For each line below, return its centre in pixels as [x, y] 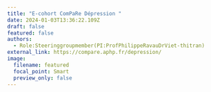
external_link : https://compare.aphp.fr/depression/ [84, 53]
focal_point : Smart [41, 71]
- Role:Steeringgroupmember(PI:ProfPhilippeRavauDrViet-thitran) [109, 46]
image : [17, 59]
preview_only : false [43, 78]
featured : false [30, 33]
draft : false [26, 26]
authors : [20, 39]
